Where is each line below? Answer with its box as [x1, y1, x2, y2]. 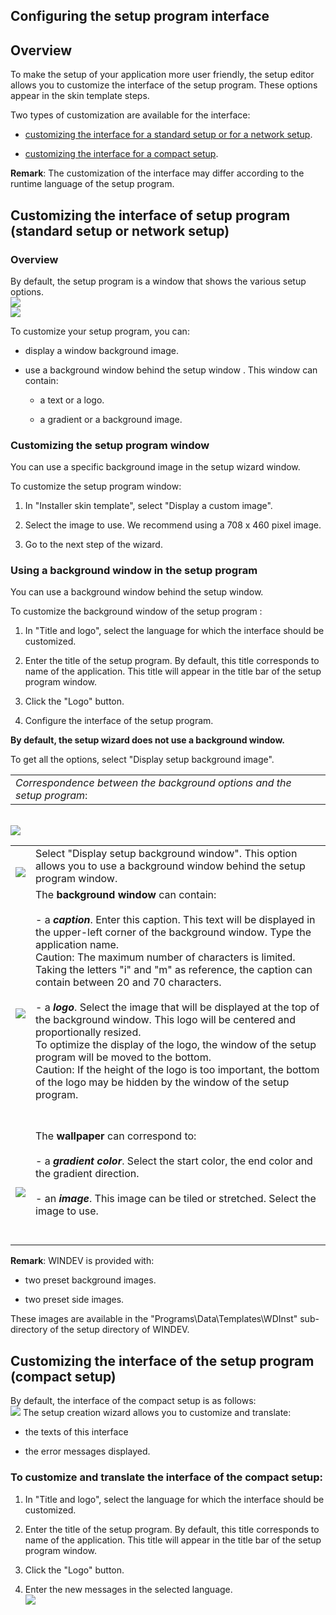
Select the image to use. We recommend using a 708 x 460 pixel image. [24, 519, 322, 531]
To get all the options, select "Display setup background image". [10, 754, 275, 766]
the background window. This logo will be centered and [35, 1013, 296, 1027]
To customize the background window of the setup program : [10, 605, 263, 618]
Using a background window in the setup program [10, 564, 258, 578]
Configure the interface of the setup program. [24, 715, 214, 727]
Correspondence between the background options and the [15, 776, 292, 790]
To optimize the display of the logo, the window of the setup [35, 1038, 317, 1052]
